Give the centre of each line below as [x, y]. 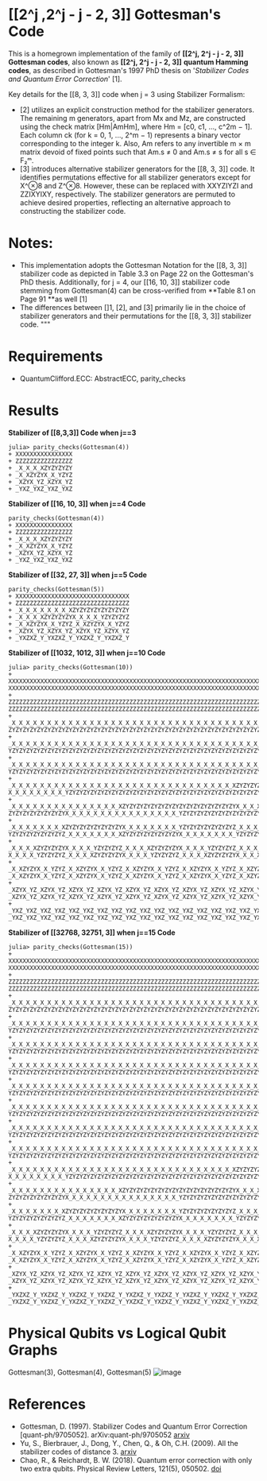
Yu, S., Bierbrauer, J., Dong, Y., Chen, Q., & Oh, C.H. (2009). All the [129, 1443]
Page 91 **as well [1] [53, 299]
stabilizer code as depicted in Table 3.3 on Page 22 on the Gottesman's [137, 273]
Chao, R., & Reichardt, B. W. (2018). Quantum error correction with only [136, 1460]
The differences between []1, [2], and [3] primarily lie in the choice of [133, 307]
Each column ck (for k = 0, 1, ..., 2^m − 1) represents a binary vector [130, 135]
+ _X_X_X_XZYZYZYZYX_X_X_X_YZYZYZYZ [69, 617]
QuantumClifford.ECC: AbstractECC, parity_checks [103, 378]
